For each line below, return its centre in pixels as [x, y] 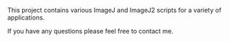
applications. [26, 17]
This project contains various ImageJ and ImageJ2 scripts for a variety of [114, 10]
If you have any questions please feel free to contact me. [90, 31]
